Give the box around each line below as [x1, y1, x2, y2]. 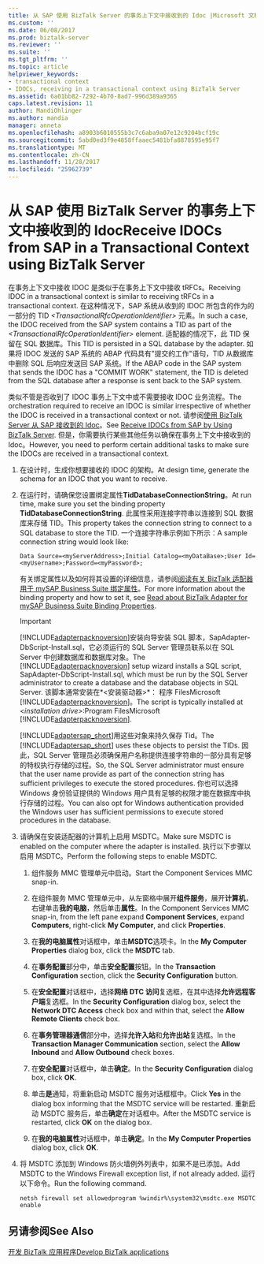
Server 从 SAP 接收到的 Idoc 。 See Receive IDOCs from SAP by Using [8, 419, 233, 430]
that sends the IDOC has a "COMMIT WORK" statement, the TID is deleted [8, 367, 249, 377]
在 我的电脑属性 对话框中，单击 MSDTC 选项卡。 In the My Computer [31, 936, 247, 946]
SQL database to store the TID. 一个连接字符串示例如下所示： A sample [19, 528, 247, 537]
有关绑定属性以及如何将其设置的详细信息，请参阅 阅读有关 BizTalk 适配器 [19, 573, 254, 584]
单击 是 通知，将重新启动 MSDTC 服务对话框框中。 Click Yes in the [31, 1089, 241, 1098]
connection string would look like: [19, 537, 129, 546]
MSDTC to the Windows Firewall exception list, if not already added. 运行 [19, 1169, 255, 1178]
